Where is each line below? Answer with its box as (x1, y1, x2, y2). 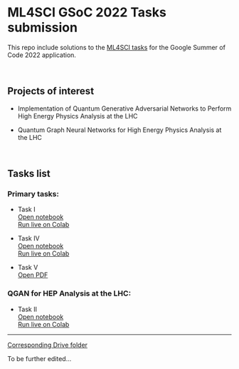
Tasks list (7, 168, 51, 180)
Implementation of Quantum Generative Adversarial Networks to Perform (17, 104, 232, 113)
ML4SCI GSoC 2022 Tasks (7, 4, 167, 21)
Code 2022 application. (7, 51, 77, 59)
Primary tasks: (7, 189, 59, 199)
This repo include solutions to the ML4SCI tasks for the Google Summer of (7, 43, 226, 51)
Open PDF (17, 271, 48, 279)
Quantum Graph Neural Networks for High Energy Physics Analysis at (17, 126, 222, 134)
